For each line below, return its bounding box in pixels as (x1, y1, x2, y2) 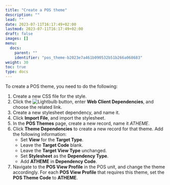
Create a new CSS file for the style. (12, 93, 87, 99)
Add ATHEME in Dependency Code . (20, 158, 98, 164)
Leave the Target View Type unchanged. (20, 148, 107, 153)
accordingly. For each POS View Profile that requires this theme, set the (12, 169, 165, 175)
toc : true (5, 64, 27, 70)
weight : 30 (5, 60, 29, 65)
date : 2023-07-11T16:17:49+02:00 (5, 21, 77, 27)
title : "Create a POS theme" (5, 7, 67, 13)
